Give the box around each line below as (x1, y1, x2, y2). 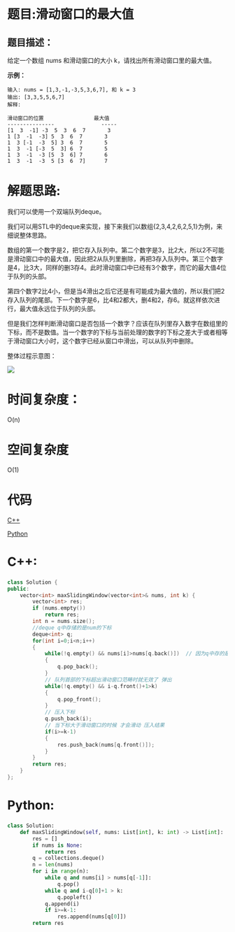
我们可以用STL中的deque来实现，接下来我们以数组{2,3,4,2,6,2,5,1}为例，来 (7, 222, 222, 231)
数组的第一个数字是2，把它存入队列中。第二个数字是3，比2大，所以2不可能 (7, 245, 225, 254)
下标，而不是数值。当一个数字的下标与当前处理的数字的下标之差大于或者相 (7, 328, 222, 336)
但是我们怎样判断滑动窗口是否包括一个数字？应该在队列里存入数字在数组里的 (7, 319, 228, 327)
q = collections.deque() (32, 854, 105, 862)
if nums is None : (32, 842, 83, 849)
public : (7, 585, 30, 592)
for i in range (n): (32, 868, 90, 875)
